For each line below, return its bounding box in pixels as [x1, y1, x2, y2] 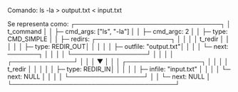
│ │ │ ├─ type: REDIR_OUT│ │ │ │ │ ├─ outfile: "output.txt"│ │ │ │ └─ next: [7, 42, 229, 50]
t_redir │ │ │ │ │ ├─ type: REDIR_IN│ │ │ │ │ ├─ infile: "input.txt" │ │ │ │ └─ [7, 65, 231, 73]
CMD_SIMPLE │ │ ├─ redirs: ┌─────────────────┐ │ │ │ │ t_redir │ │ [7, 35, 230, 43]
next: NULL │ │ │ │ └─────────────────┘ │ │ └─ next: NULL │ [7, 72, 211, 81]
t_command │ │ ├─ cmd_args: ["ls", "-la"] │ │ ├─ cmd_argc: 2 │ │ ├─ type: [7, 28, 228, 35]
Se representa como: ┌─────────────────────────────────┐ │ [7, 20, 232, 28]
